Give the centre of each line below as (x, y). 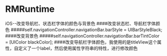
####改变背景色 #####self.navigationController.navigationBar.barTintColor (82, 36)
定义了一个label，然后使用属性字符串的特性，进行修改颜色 (78, 48)
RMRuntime (30, 9)
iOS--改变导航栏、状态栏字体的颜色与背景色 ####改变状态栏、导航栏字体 (80, 23)
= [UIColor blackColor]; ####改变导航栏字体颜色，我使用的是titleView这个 (81, 42)
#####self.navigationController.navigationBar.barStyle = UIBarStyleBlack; (86, 29)
